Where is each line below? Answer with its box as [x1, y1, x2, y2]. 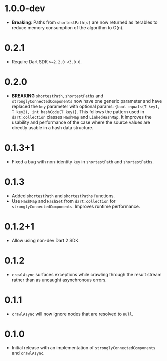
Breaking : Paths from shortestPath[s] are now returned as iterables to [11, 19, 158, 25]
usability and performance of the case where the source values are [11, 119, 150, 125]
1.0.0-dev [4, 3, 45, 14]
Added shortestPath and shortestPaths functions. [11, 193, 115, 199]
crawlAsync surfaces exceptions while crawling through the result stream [11, 271, 162, 277]
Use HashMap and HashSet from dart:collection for [11, 198, 116, 204]
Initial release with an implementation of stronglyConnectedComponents [11, 345, 156, 351]
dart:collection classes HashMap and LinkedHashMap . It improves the [11, 114, 152, 120]
